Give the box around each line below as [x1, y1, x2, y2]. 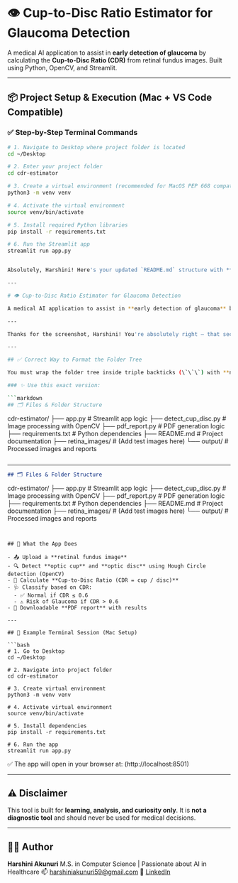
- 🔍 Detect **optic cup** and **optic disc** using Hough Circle [7, 562, 207, 570]
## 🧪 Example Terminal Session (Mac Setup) [7, 629, 138, 636]
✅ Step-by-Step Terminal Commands [7, 128, 138, 138]
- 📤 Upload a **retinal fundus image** [7, 553, 127, 560]
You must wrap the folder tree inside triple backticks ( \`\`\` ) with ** [7, 369, 230, 377]
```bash [7, 641, 30, 649]
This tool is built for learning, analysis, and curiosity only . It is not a [7, 806, 207, 815]
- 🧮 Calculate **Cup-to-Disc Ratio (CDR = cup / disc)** [7, 576, 179, 584]
